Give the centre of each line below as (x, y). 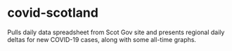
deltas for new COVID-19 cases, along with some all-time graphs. (102, 39)
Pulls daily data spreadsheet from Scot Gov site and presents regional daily (116, 32)
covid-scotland (53, 13)
